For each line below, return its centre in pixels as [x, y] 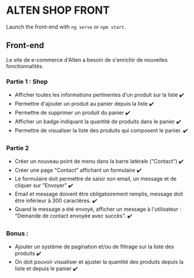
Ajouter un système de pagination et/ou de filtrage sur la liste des [94, 247]
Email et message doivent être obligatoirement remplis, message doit [99, 194]
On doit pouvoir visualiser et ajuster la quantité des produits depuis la [99, 261]
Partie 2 [18, 148]
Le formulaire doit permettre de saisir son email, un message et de [96, 179]
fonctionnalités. [25, 66]
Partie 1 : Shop [27, 81]
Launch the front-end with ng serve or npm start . [66, 27]
